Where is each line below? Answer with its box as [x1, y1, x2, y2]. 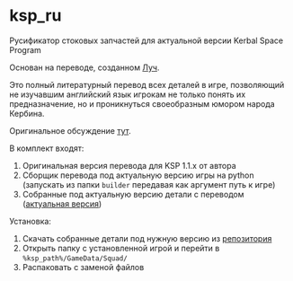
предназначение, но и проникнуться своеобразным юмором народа [9, 98, 276, 109]
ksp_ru [9, 5, 62, 26]
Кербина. [9, 108, 45, 119]
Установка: [9, 215, 52, 226]
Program [9, 44, 42, 55]
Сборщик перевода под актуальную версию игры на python [22, 170, 254, 180]
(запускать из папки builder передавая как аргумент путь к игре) [22, 179, 276, 189]
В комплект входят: [9, 143, 84, 154]
